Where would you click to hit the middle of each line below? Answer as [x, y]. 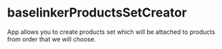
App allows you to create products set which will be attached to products [111, 32]
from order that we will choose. [52, 39]
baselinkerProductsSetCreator [97, 13]
